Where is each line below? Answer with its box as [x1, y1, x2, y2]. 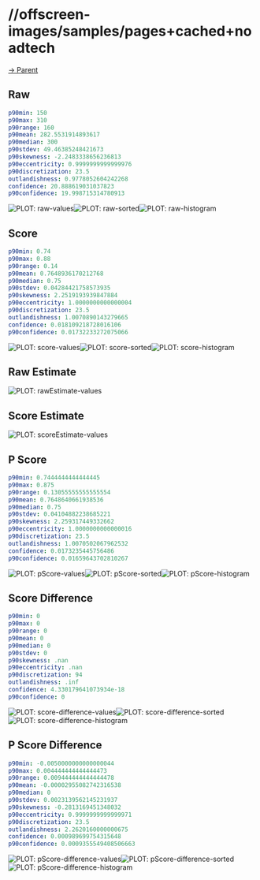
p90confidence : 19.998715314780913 [8, 189, 125, 198]
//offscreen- [8, 6, 91, 24]
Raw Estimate [8, 365, 76, 378]
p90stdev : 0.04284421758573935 [8, 284, 111, 293]
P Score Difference [8, 739, 102, 752]
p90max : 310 [8, 116, 47, 124]
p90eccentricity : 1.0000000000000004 [8, 299, 132, 307]
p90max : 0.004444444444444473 [8, 766, 108, 774]
